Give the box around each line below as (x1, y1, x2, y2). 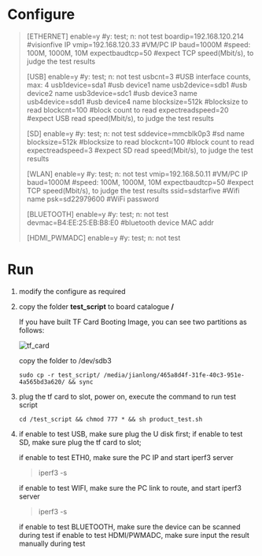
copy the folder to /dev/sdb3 (18, 355, 112, 365)
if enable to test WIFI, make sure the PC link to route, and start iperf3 (18, 483, 242, 492)
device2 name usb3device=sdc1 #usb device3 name (26, 88, 197, 98)
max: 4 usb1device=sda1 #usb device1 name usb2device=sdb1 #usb (26, 80, 248, 90)
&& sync (68, 377, 94, 386)
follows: (18, 325, 45, 335)
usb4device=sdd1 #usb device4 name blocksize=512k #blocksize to (26, 97, 249, 106)
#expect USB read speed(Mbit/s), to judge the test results (26, 113, 214, 123)
